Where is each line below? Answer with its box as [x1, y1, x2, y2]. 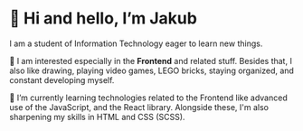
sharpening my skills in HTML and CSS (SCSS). [9, 111, 185, 122]
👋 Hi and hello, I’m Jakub [9, 8, 197, 29]
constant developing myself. [9, 74, 115, 85]
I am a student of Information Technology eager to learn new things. [9, 38, 263, 49]
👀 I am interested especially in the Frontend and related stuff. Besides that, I [9, 55, 292, 66]
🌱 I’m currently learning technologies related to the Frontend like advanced [9, 92, 288, 103]
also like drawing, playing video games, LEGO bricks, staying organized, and [9, 65, 294, 76]
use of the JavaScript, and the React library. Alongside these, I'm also [9, 101, 270, 112]
